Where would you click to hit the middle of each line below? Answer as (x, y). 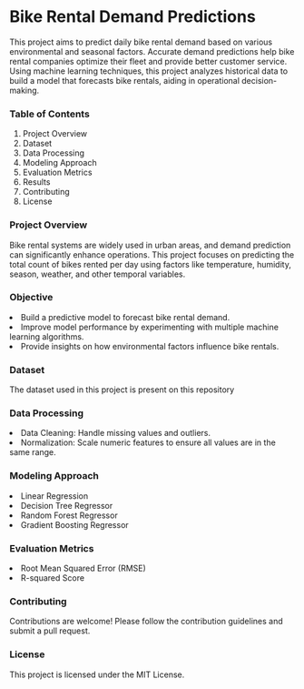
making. (25, 90)
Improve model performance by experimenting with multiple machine (150, 327)
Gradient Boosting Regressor (75, 524)
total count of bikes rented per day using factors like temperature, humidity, (151, 264)
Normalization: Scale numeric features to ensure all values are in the (149, 442)
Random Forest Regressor (69, 515)
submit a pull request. (50, 631)
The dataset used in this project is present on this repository (122, 390)
